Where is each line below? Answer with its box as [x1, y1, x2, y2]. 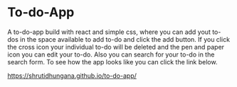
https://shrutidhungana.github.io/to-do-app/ [7, 71, 137, 80]
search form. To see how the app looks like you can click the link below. [7, 57, 218, 66]
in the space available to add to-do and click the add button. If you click [20, 35, 230, 43]
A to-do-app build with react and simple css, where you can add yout [7, 28, 211, 36]
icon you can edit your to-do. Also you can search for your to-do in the [7, 50, 215, 59]
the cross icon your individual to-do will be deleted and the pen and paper [7, 42, 225, 51]
